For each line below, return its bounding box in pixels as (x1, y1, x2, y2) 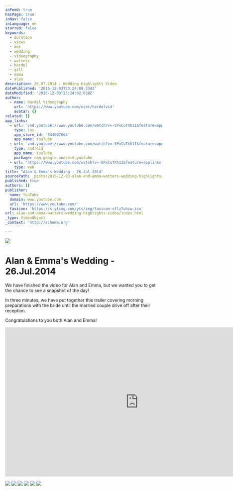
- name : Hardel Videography (9, 100, 68, 105)
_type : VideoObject (5, 215, 46, 220)
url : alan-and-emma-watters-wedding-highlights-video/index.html (5, 211, 143, 216)
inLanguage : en (5, 21, 37, 26)
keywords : (5, 30, 26, 35)
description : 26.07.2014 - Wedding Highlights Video (5, 81, 117, 86)
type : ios (14, 127, 35, 132)
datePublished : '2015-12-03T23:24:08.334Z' (5, 86, 97, 91)
